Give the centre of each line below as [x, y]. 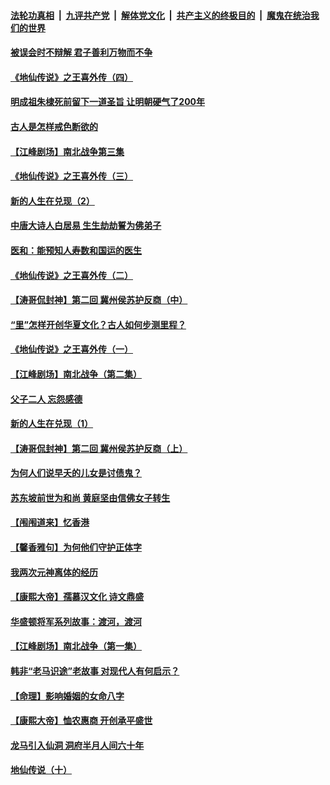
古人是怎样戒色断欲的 [54, 126]
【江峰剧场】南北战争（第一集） [76, 646]
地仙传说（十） [41, 770]
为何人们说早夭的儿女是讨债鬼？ [76, 473]
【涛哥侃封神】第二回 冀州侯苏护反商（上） [99, 448]
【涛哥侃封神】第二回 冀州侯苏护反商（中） [99, 300]
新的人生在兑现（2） [52, 201]
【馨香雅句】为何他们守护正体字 [76, 547]
